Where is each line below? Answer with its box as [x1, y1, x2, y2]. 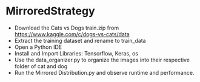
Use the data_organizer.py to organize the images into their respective [14, 56, 190, 63]
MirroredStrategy [5, 4, 95, 18]
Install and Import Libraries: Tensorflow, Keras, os [14, 49, 139, 57]
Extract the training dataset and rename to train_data [14, 37, 146, 44]
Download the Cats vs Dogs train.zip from [14, 24, 119, 31]
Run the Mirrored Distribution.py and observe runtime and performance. [14, 69, 195, 76]
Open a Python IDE [14, 43, 62, 51]
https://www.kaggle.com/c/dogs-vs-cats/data [14, 30, 130, 37]
